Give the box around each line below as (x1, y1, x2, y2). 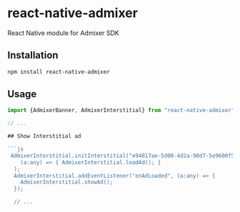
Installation (7, 49, 59, 61)
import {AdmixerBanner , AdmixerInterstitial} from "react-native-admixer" (7, 107, 235, 114)
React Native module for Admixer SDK (7, 29, 120, 37)
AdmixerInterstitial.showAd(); (20, 178, 114, 186)
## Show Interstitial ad (7, 133, 81, 140)
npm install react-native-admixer (7, 68, 111, 76)
